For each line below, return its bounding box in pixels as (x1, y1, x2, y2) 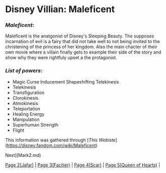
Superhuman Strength (12, 121, 59, 127)
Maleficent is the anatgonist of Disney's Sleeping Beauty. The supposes (5, 33, 154, 39)
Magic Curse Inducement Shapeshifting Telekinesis (12, 78, 119, 84)
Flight (12, 127, 25, 133)
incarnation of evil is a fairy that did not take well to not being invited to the (5, 38, 160, 45)
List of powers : (5, 67, 43, 74)
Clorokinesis (12, 95, 39, 101)
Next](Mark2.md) (5, 152, 41, 158)
